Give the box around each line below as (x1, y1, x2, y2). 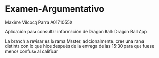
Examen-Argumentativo (5, 3, 105, 14)
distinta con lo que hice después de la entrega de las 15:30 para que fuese (5, 43, 155, 49)
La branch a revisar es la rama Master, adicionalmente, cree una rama (5, 38, 145, 44)
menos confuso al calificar (5, 48, 58, 54)
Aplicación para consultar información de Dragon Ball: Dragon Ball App (5, 29, 147, 34)
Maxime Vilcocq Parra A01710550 (5, 19, 72, 25)
